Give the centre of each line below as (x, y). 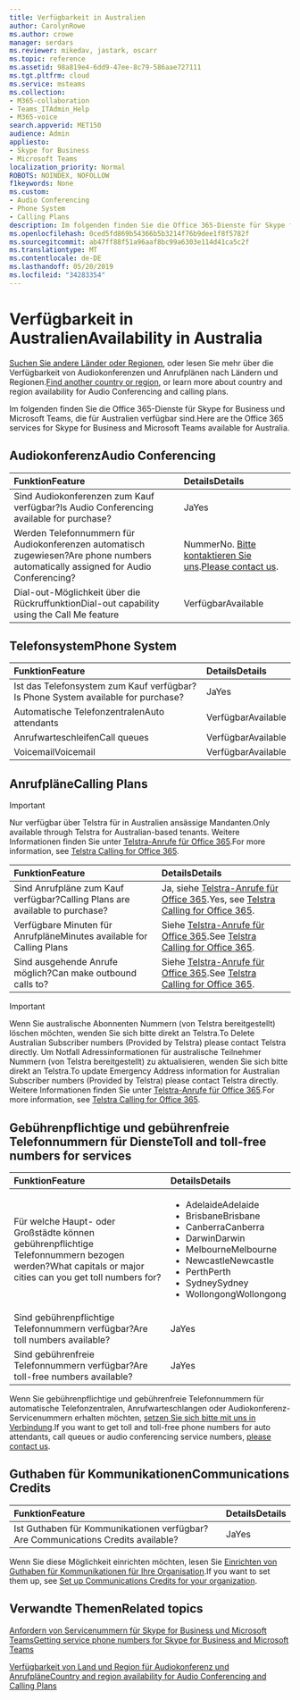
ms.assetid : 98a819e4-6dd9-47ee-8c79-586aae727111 (105, 68)
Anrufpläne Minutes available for (81, 936)
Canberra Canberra (225, 1227)
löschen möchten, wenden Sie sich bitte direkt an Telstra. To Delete (132, 1034)
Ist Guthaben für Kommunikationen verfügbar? (111, 1528)
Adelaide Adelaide (222, 1204)
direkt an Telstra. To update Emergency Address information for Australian (145, 1071)
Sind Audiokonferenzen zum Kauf (84, 496)
